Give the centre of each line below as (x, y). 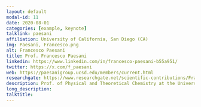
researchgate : (24, 78)
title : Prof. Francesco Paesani (46, 56)
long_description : (29, 89)
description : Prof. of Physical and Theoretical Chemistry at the (91, 84)
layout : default (26, 12)
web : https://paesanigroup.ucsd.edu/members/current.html (80, 73)
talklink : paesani (29, 34)
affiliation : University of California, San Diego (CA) (77, 39)
